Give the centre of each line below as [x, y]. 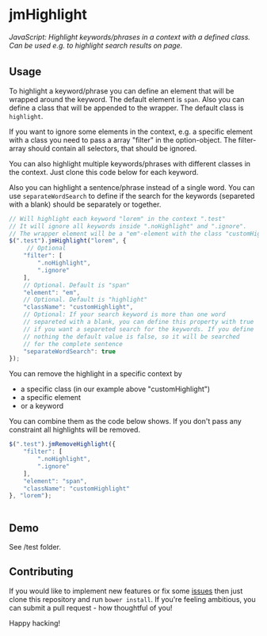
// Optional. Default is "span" [76, 285]
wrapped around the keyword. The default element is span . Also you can [127, 99]
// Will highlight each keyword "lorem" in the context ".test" [117, 219]
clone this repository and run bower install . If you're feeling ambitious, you [132, 599]
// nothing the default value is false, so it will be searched [132, 337]
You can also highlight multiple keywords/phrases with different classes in [130, 163]
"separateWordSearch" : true [69, 351]
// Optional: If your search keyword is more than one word [124, 314]
